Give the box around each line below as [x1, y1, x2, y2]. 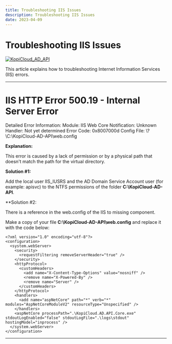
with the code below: [5, 224, 50, 231]
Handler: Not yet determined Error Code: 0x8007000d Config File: [5, 128, 145, 134]
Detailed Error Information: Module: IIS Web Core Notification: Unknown [5, 122, 157, 128]
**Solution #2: [5, 199, 37, 205]
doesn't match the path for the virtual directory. [5, 159, 105, 165]
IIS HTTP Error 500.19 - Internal [5, 94, 140, 106]
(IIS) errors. [5, 71, 30, 78]
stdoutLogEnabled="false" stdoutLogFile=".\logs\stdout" [5, 315, 130, 321]
